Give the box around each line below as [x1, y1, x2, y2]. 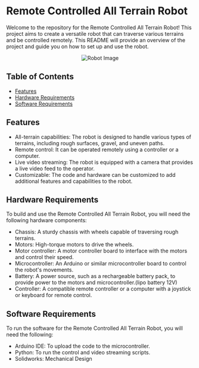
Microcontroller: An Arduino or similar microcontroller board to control [14, 260, 186, 267]
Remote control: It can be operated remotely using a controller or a [14, 146, 179, 153]
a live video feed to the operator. [14, 165, 95, 172]
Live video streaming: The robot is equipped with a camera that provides [14, 158, 194, 166]
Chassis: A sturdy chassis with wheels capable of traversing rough [14, 228, 179, 236]
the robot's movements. [14, 266, 73, 273]
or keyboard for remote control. [14, 292, 92, 299]
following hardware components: [6, 217, 88, 224]
